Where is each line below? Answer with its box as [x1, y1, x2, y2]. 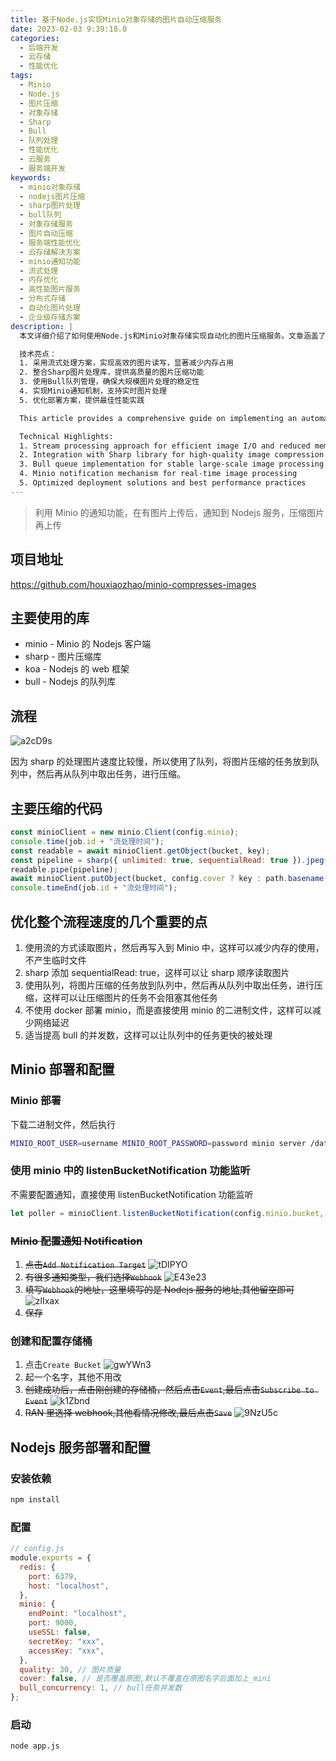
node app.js [10, 1741, 60, 1751]
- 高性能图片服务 [19, 284, 81, 295]
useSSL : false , [28, 1627, 92, 1637]
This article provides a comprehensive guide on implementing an [19, 413, 298, 423]
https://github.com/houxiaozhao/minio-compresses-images [10, 578, 257, 590]
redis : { [19, 1562, 56, 1572]
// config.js [10, 1544, 65, 1554]
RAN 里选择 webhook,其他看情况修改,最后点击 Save [24, 1407, 233, 1419]
